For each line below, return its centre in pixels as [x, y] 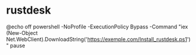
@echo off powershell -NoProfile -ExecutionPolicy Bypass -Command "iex [97, 27]
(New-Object [22, 33]
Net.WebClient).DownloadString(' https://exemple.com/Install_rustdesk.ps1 [97, 39]
